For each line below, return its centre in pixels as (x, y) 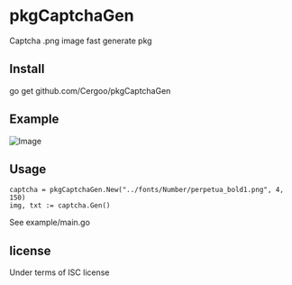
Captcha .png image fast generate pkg (81, 41)
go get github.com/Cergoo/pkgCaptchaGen (90, 90)
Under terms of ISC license (59, 272)
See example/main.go (50, 223)
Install (27, 69)
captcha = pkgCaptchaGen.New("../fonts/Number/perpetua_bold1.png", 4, (146, 190)
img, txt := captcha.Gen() (60, 206)
